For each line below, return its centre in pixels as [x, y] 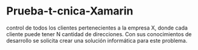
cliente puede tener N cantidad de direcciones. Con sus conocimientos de [99, 34]
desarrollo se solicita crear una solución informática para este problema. [97, 40]
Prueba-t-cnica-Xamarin [70, 11]
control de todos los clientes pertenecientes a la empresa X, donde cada [97, 28]
